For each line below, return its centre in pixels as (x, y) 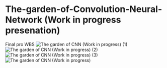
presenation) (33, 30)
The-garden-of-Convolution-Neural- (84, 9)
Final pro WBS (20, 44)
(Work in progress (83, 20)
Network (24, 20)
